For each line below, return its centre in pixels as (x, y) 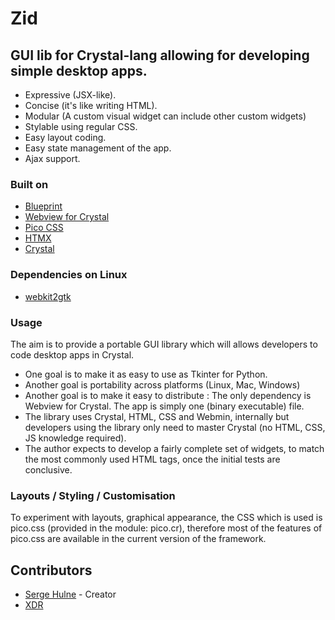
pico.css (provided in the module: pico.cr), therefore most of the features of (166, 528)
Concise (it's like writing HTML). (91, 105)
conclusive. (48, 469)
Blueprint (43, 206)
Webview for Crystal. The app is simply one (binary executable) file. (164, 406)
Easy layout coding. (65, 137)
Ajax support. (52, 158)
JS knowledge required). (75, 438)
